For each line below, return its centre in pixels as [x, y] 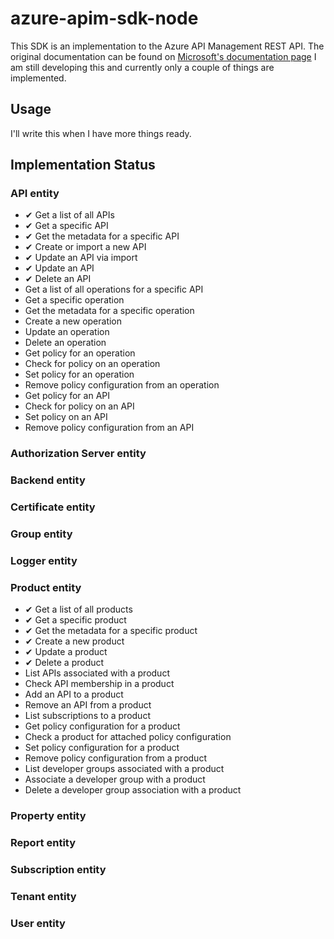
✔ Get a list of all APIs [69, 215]
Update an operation [67, 332]
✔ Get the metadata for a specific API [102, 236]
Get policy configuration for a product [102, 726]
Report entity [43, 843]
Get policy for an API [67, 396]
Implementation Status [83, 165]
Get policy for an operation [80, 353]
